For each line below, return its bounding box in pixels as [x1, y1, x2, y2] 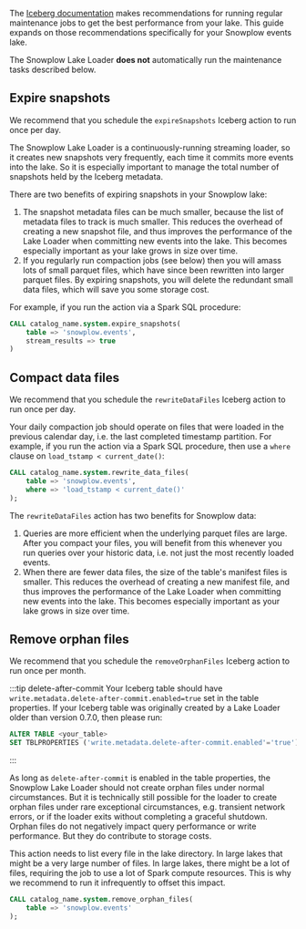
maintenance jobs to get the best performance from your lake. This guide [9, 17, 284, 28]
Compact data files [9, 369, 120, 386]
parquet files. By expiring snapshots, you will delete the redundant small [22, 274, 293, 285]
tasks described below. [9, 64, 97, 75]
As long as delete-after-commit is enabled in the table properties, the [9, 772, 271, 783]
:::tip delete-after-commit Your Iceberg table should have [9, 683, 223, 694]
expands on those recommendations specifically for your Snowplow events [9, 27, 292, 37]
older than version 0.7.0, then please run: [9, 712, 163, 723]
